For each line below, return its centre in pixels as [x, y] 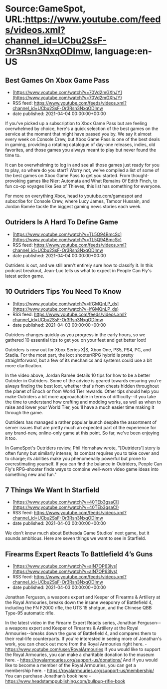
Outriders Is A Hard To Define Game [62, 222]
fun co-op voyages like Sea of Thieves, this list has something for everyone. [83, 186]
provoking [15, 181]
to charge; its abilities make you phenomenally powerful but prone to [76, 458]
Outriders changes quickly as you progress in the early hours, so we [75, 334]
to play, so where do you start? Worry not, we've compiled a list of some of [82, 170]
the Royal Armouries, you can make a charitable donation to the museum [80, 655]
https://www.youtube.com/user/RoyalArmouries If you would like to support [83, 649]
